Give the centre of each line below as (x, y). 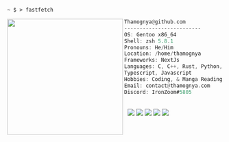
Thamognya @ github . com (155, 22)
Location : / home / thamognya (163, 54)
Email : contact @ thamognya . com (167, 86)
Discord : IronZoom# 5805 (158, 92)
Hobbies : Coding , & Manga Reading (173, 79)
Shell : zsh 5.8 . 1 (149, 41)
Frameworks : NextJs (152, 60)
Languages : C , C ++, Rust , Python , (173, 67)
